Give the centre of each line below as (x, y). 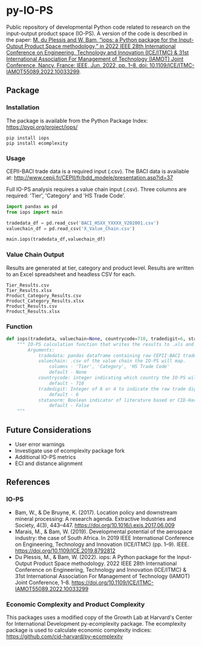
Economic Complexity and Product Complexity (76, 604)
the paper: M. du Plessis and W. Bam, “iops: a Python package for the (92, 40)
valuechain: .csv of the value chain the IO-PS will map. (112, 361)
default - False (69, 406)
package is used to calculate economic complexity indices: (79, 630)
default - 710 (66, 383)
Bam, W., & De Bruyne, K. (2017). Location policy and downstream (96, 512)
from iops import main (34, 212)
